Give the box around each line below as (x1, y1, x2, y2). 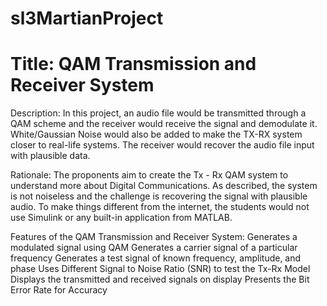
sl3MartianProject (10, 7, 164, 30)
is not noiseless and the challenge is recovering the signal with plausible (10, 190, 308, 202)
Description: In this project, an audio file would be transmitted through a (10, 107, 307, 119)
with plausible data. (10, 150, 91, 162)
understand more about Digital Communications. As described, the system (10, 180, 318, 192)
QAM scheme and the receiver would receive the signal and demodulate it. (10, 118, 318, 130)
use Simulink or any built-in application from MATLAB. (10, 212, 233, 224)
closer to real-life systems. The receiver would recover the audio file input (10, 139, 315, 151)
